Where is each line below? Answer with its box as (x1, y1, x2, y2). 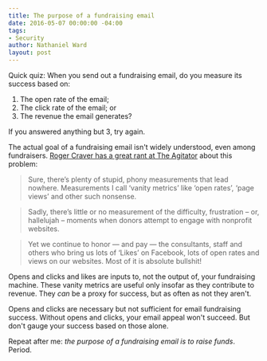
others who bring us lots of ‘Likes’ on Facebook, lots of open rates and (27, 248, 260, 257)
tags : (8, 26, 26, 34)
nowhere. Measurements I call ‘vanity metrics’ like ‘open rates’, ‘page (27, 183, 255, 192)
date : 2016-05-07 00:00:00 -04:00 (8, 19, 124, 27)
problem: (8, 159, 38, 168)
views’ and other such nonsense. (27, 192, 137, 201)
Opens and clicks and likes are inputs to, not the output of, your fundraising (8, 272, 256, 281)
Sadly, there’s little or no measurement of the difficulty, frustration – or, (27, 207, 260, 216)
